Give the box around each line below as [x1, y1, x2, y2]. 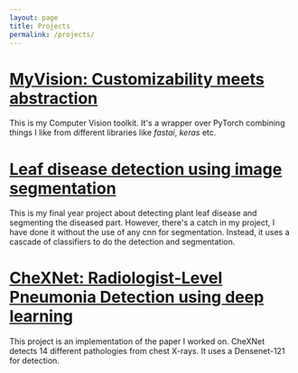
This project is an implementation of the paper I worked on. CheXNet [9, 336, 265, 347]
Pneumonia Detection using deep [9, 287, 265, 307]
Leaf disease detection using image [9, 159, 283, 179]
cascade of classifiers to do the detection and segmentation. [9, 236, 236, 248]
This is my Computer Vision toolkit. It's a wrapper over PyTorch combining [9, 118, 285, 129]
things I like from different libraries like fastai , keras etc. [9, 127, 217, 138]
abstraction [9, 87, 98, 108]
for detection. [9, 355, 61, 366]
